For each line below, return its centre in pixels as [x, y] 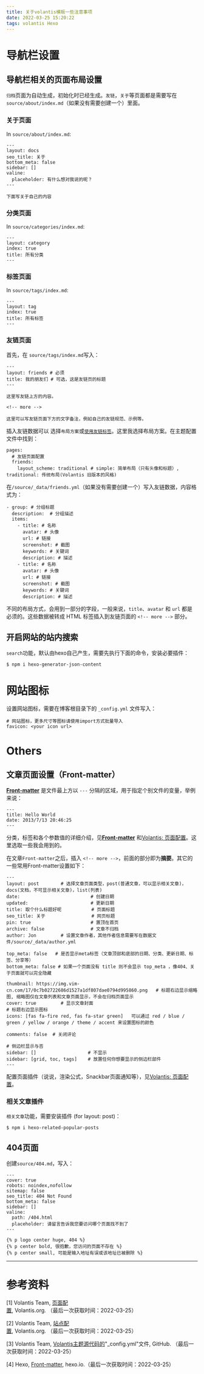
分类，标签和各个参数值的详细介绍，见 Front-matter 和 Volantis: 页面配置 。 [99, 837]
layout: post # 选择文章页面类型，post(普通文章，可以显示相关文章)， [96, 884]
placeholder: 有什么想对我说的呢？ [52, 179]
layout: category [28, 243]
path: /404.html [32, 1218]
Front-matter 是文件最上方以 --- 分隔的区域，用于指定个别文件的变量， [96, 791]
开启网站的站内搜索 [42, 637]
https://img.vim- [58, 984]
